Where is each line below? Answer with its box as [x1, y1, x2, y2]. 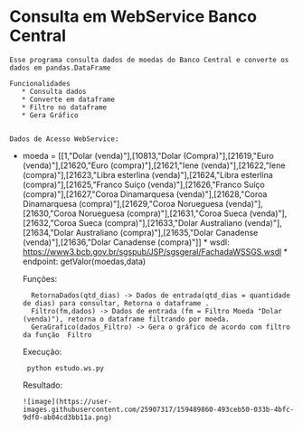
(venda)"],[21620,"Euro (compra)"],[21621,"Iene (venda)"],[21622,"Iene [22, 160, 286, 171]
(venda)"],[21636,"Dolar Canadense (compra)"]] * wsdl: [22, 237, 230, 248]
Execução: [22, 346, 62, 357]
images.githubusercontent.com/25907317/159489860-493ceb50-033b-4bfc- [22, 405, 295, 414]
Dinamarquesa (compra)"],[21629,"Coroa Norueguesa [22, 198, 224, 209]
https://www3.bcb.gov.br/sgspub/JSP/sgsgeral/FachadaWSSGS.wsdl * [22, 246, 288, 257]
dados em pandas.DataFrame [9, 63, 111, 72]
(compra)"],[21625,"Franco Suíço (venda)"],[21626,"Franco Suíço [22, 179, 265, 190]
